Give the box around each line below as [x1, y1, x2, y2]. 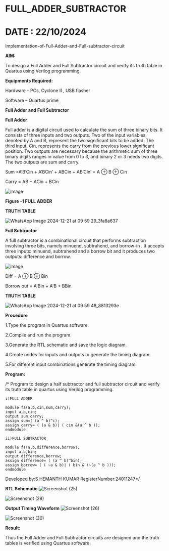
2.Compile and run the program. [5, 332, 72, 338]
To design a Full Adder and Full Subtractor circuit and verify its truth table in [5, 63, 162, 69]
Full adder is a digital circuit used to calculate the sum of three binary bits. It [5, 127, 163, 133]
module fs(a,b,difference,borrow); [5, 445, 80, 450]
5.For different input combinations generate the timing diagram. [5, 361, 137, 367]
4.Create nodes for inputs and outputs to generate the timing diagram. [5, 352, 151, 358]
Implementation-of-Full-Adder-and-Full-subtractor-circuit [5, 43, 125, 49]
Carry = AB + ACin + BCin [5, 179, 59, 185]
